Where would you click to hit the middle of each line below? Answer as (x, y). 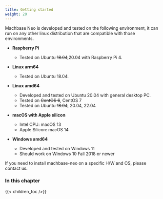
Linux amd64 (26, 85)
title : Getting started (29, 10)
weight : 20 (16, 14)
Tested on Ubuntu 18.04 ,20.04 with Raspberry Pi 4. (71, 57)
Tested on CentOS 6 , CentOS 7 (51, 100)
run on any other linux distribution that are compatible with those (70, 33)
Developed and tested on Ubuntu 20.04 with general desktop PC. (85, 95)
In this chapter (23, 181)
